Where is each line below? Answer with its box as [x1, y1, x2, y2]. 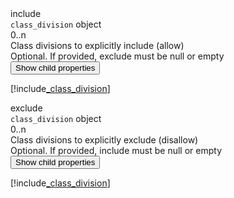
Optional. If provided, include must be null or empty [10, 145, 222, 156]
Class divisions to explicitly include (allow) [10, 40, 185, 51]
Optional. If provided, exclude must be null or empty [10, 50, 225, 62]
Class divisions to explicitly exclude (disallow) [10, 134, 199, 146]
